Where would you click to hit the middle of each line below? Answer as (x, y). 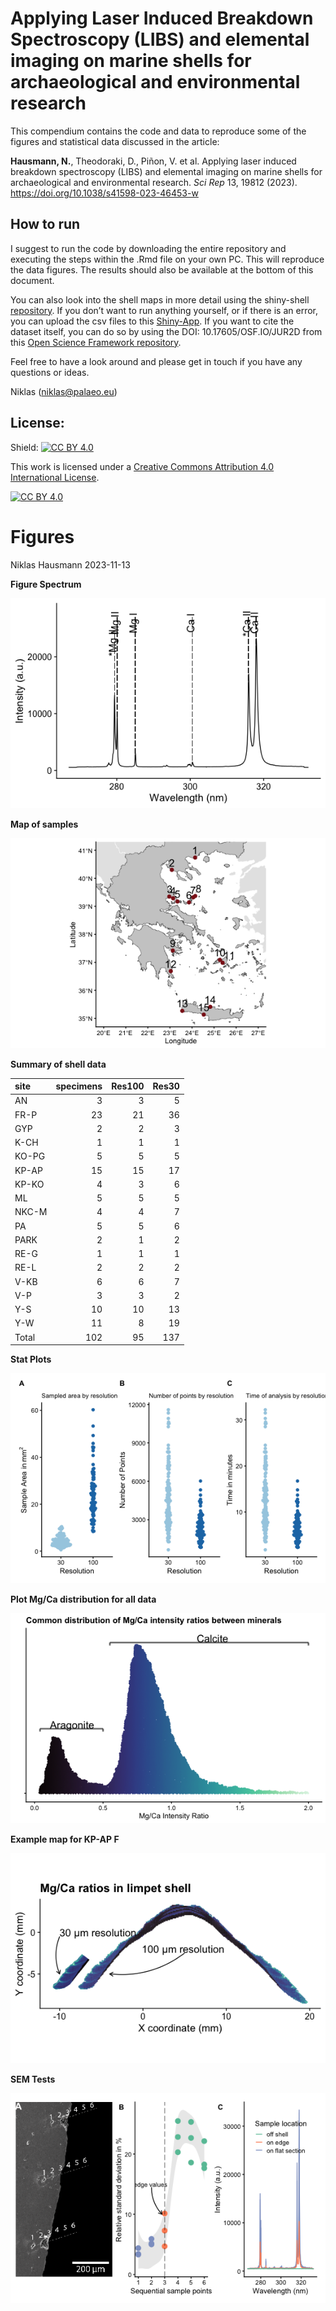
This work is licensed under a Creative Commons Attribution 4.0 (142, 466)
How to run (45, 224)
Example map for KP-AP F (65, 1839)
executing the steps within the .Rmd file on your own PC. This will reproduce (167, 259)
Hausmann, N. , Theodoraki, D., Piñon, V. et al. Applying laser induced (153, 161)
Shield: (24, 447)
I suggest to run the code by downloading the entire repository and (148, 248)
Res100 (128, 1086)
